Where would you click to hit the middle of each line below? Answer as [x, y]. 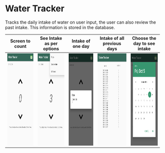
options [51, 49]
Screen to [20, 41]
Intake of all [112, 38]
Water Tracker [35, 9]
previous [112, 44]
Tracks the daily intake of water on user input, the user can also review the [81, 22]
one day [81, 46]
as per [51, 44]
